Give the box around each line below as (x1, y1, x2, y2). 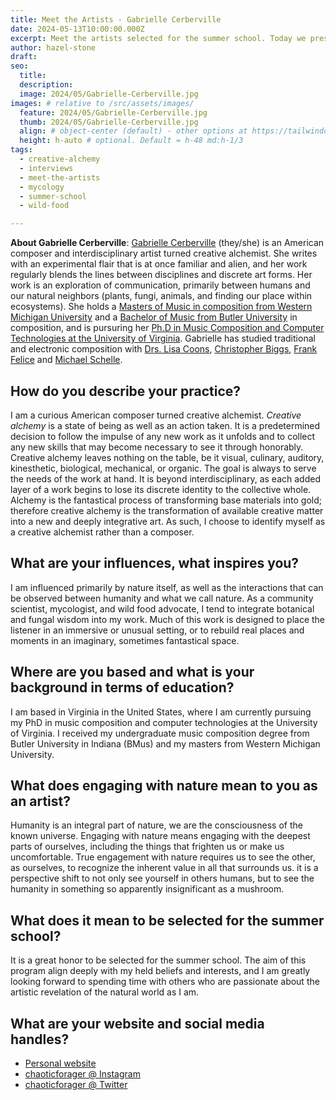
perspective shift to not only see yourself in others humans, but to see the (10, 872, 315, 885)
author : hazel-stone (10, 42, 97, 53)
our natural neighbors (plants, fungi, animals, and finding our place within (10, 290, 313, 302)
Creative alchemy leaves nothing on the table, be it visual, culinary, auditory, (10, 451, 325, 463)
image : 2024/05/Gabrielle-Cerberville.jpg (19, 89, 199, 99)
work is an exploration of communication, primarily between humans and (10, 279, 311, 291)
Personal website (24, 1057, 97, 1069)
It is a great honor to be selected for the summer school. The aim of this (10, 954, 307, 966)
